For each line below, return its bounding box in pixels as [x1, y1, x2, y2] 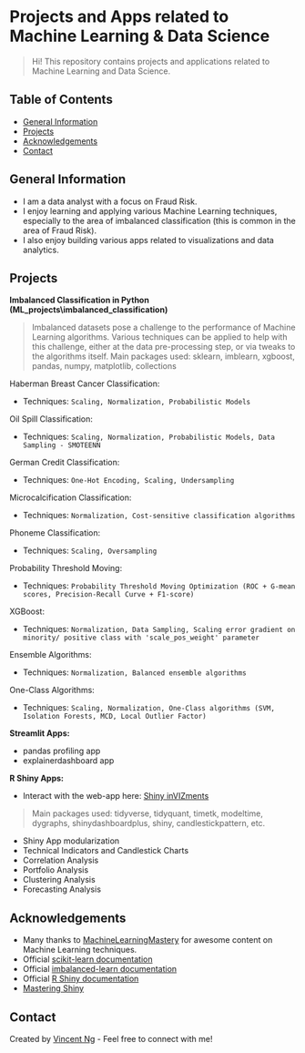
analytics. [22, 244, 59, 255]
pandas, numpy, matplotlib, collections [31, 361, 178, 372]
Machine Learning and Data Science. [31, 66, 171, 77]
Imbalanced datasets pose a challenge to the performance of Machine [31, 322, 296, 333]
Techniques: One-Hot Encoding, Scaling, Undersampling [22, 475, 235, 486]
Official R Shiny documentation [22, 973, 139, 985]
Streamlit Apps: [9, 728, 70, 739]
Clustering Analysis [22, 874, 96, 885]
